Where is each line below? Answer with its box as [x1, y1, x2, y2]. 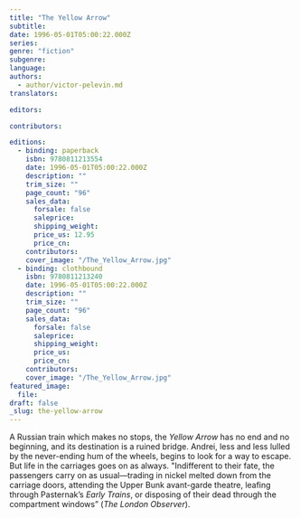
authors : [9, 72, 42, 81]
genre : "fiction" [9, 47, 75, 56]
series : [9, 38, 39, 48]
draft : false [9, 399, 59, 408]
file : [17, 390, 39, 399]
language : [9, 64, 47, 73]
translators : [9, 89, 59, 98]
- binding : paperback [17, 146, 99, 155]
